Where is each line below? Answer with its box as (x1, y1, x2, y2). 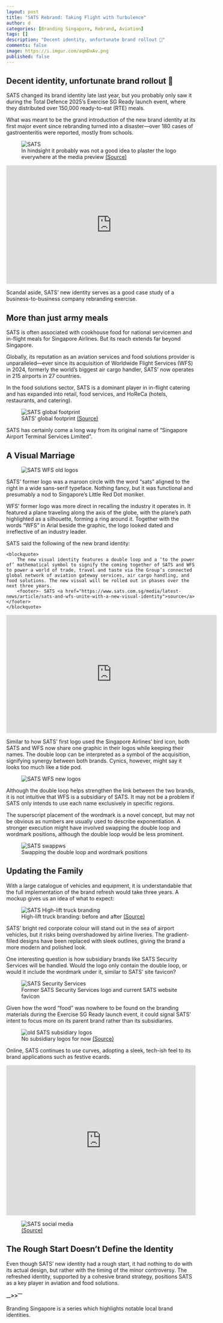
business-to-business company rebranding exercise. (6, 296, 137, 303)
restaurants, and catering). (6, 397, 72, 404)
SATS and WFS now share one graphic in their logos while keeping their (6, 745, 185, 752)
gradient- (166, 931, 189, 938)
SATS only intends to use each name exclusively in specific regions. (6, 800, 174, 807)
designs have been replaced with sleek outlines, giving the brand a (20, 937, 185, 944)
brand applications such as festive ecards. (6, 1053, 111, 1060)
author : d (6, 20, 31, 26)
